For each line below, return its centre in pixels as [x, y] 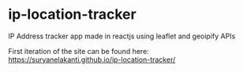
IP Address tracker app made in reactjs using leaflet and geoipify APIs [122, 36]
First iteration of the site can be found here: [79, 51]
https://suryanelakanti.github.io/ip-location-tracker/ [92, 59]
